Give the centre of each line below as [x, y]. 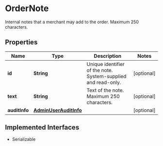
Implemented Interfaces [42, 127]
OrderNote [27, 8]
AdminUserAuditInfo [58, 110]
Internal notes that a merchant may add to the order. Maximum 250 [72, 22]
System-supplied [106, 76]
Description [108, 56]
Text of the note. [105, 90]
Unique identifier [106, 64]
